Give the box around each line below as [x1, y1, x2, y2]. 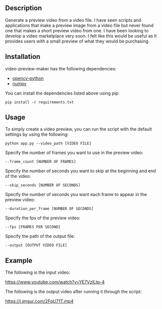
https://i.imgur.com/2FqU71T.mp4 [5, 298, 74, 304]
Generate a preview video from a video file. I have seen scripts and [5, 17, 142, 23]
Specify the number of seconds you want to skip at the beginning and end [5, 168, 156, 174]
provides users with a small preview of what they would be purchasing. [5, 38, 150, 44]
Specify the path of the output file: [5, 233, 75, 239]
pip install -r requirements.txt [5, 100, 74, 104]
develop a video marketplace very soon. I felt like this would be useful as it [5, 33, 157, 39]
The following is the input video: [5, 269, 71, 275]
